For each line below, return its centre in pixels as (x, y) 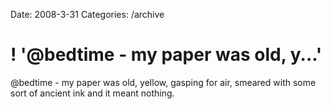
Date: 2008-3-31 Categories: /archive (87, 14)
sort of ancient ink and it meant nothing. (92, 93)
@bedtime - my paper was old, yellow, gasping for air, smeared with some (163, 82)
